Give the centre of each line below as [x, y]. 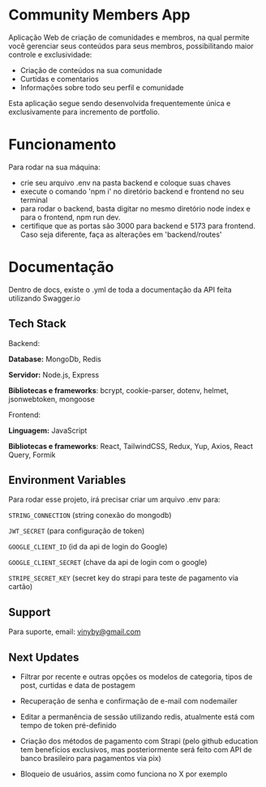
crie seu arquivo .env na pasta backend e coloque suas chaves [125, 182]
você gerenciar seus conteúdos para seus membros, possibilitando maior [131, 45]
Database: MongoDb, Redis [55, 359]
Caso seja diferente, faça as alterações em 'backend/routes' [121, 234]
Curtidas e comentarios [59, 79]
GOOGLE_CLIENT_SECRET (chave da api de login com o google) [108, 562]
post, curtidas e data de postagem [77, 686]
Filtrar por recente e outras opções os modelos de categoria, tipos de [136, 677]
